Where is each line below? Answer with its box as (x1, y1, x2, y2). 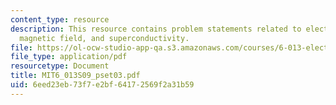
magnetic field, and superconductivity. (19, 33, 190, 43)
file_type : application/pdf (10, 52, 128, 62)
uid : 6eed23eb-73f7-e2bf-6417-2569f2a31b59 (10, 80, 195, 90)
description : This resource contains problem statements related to (10, 24, 302, 34)
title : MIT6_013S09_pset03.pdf (10, 71, 141, 81)
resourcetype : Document (10, 61, 110, 71)
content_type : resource (10, 14, 110, 25)
